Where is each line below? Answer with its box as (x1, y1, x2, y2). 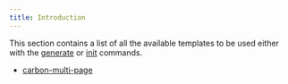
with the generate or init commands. (9, 46, 143, 58)
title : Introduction (9, 13, 87, 22)
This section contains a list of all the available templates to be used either (9, 38, 280, 48)
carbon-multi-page (21, 64, 93, 75)
